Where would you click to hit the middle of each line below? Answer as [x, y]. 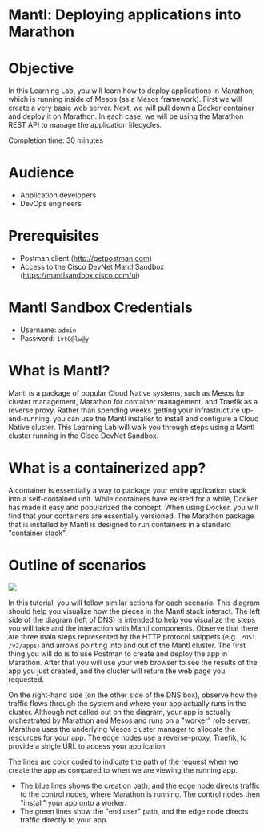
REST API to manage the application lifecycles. [85, 125]
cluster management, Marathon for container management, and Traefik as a [133, 401]
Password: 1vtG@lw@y [54, 338]
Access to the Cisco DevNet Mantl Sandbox [92, 267]
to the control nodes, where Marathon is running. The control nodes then [140, 794]
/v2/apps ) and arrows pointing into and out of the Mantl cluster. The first [127, 645]
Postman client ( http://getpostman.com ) [86, 258]
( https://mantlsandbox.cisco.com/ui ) [80, 275]
